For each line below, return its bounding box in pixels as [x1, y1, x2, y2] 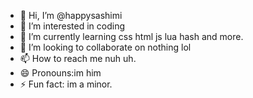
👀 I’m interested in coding [19, 20, 126, 32]
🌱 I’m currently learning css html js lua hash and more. [19, 31, 244, 42]
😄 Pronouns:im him [19, 67, 102, 79]
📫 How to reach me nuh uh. [19, 53, 137, 64]
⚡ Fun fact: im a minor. [19, 78, 113, 90]
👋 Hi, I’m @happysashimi [19, 10, 123, 21]
